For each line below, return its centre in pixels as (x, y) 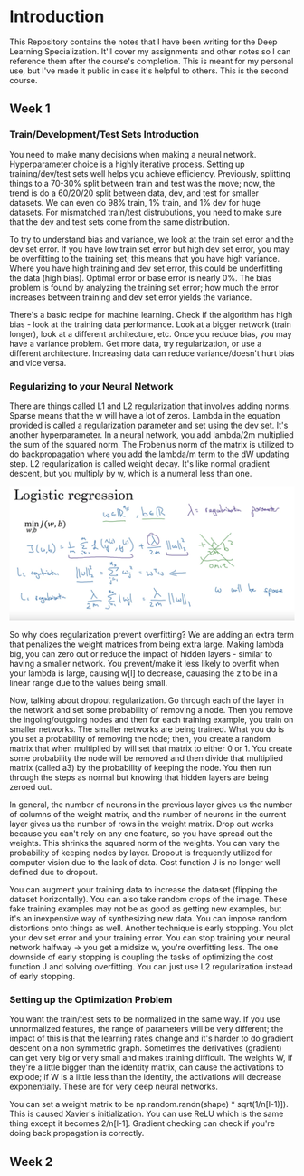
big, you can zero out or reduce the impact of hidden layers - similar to (141, 654)
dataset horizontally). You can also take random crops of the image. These (148, 900)
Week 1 (30, 109)
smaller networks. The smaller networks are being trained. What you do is (147, 729)
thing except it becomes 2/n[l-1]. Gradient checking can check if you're (142, 1123)
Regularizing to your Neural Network (91, 386)
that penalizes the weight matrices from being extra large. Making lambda (147, 644)
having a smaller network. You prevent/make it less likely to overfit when (144, 664)
